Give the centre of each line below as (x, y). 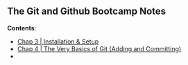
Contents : (22, 28)
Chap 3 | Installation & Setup (58, 41)
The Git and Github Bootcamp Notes (87, 11)
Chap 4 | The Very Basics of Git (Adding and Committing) (99, 48)
